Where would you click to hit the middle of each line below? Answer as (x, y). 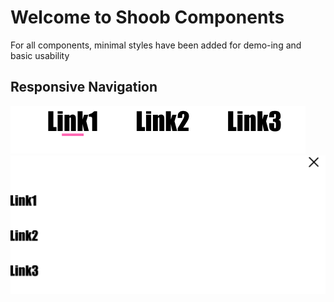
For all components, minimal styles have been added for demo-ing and (156, 45)
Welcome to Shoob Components (147, 17)
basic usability (40, 55)
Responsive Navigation (84, 87)
